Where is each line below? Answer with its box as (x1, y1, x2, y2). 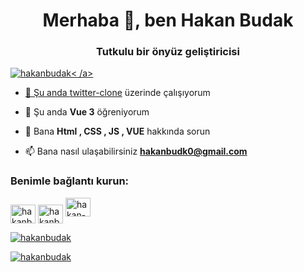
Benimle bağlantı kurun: (10, 174, 130, 188)
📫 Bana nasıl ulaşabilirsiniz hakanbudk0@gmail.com (24, 145, 248, 158)
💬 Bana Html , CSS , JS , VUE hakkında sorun (24, 125, 211, 138)
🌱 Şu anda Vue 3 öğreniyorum (24, 106, 150, 118)
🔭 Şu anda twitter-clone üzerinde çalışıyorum (24, 87, 211, 99)
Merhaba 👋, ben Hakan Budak (42, 9, 294, 32)
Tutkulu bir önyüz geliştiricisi (96, 45, 240, 59)
